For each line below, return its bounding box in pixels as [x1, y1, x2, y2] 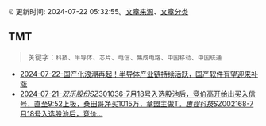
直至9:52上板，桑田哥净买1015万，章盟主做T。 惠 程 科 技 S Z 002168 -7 [33, 98, 254, 109]
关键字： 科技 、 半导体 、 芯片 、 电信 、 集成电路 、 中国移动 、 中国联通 [27, 52, 222, 62]
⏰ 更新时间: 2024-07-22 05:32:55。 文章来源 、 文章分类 [8, 7, 189, 16]
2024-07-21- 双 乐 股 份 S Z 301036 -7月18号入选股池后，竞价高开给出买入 [19, 89, 249, 98]
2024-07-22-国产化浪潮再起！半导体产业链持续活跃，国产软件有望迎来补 [19, 69, 258, 78]
